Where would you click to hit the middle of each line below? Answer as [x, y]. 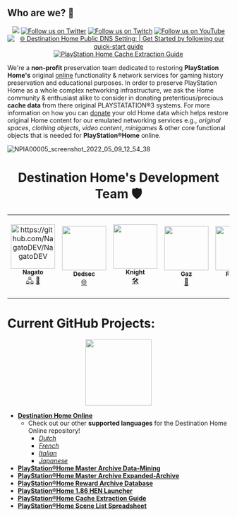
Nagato [33, 272]
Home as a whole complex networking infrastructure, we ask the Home [110, 90]
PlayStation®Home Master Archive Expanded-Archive [98, 475]
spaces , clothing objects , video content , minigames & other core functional [116, 127]
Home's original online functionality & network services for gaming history [115, 75]
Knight [135, 272]
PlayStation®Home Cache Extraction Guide [82, 498]
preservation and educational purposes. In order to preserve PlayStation [112, 83]
